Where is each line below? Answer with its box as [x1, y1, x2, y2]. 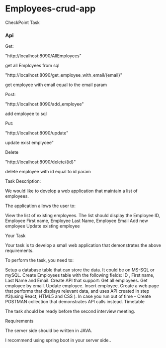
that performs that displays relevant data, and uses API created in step [5, 288, 150, 294]
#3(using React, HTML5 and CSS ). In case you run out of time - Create [5, 293, 151, 299]
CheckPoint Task [5, 19, 40, 25]
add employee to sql [5, 111, 47, 117]
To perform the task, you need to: [5, 257, 74, 263]
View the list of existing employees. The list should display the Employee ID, [5, 213, 161, 219]
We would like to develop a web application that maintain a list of [5, 188, 138, 194]
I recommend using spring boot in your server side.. [5, 337, 111, 344]
